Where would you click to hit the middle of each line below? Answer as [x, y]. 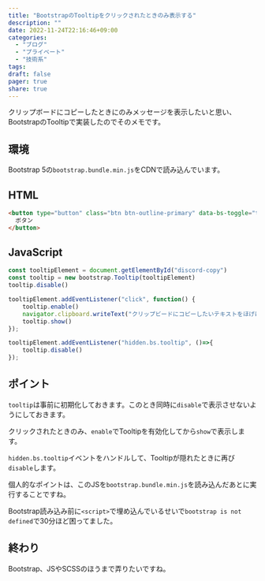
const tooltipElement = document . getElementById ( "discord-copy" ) [118, 270]
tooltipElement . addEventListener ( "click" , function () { [102, 300]
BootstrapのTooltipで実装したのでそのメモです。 [87, 122]
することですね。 [43, 494]
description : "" [35, 23]
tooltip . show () [47, 321]
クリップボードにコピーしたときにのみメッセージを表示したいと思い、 [122, 112]
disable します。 [34, 467]
